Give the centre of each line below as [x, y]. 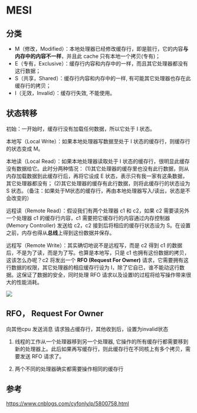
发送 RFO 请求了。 [42, 356]
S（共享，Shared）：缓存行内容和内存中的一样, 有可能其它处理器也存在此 [103, 78]
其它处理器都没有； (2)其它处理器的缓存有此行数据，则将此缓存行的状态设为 [98, 183]
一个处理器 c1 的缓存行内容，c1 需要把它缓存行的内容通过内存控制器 [88, 218]
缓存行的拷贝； [33, 86]
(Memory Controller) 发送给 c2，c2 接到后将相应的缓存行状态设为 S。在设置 [98, 225]
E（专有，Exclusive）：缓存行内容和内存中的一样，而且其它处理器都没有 [101, 63]
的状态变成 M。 [25, 149]
